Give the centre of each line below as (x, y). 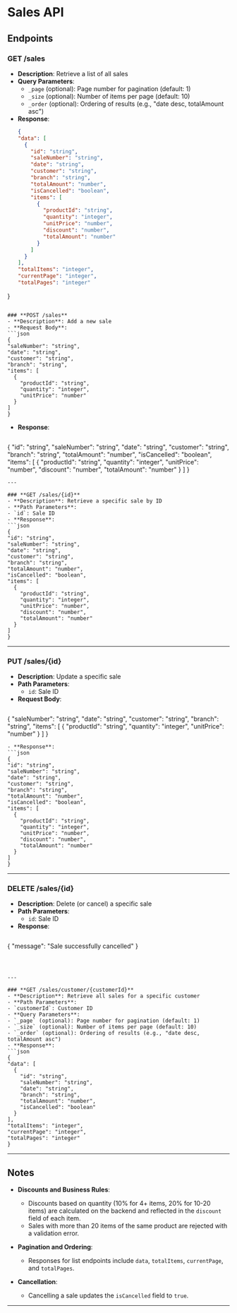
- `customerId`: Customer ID (50, 1009)
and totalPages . (51, 1269)
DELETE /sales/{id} (41, 889)
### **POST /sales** (38, 315)
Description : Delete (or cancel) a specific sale (85, 904)
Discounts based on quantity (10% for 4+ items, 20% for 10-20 (119, 1204)
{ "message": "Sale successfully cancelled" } (73, 946)
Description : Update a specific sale (69, 677)
